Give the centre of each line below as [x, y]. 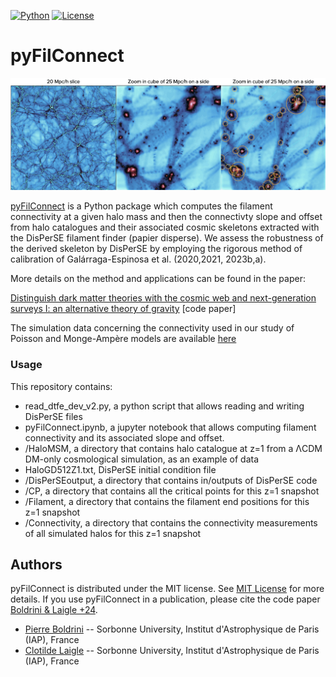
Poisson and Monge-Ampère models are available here [123, 339]
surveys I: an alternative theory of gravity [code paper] [123, 309]
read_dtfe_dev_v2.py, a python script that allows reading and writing [164, 406]
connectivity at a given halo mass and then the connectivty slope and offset [166, 217]
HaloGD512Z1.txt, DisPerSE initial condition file [120, 469]
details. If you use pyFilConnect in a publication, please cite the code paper [165, 599]
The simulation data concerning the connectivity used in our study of [152, 328]
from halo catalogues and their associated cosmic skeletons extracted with [165, 227]
